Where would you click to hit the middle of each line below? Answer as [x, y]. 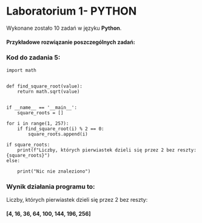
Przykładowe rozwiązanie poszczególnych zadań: [71, 42]
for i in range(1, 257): [38, 123]
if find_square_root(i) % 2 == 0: [61, 129]
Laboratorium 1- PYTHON [72, 11]
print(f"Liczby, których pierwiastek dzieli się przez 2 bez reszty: [107, 150]
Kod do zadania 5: [33, 58]
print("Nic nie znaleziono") [54, 171]
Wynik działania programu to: [51, 187]
